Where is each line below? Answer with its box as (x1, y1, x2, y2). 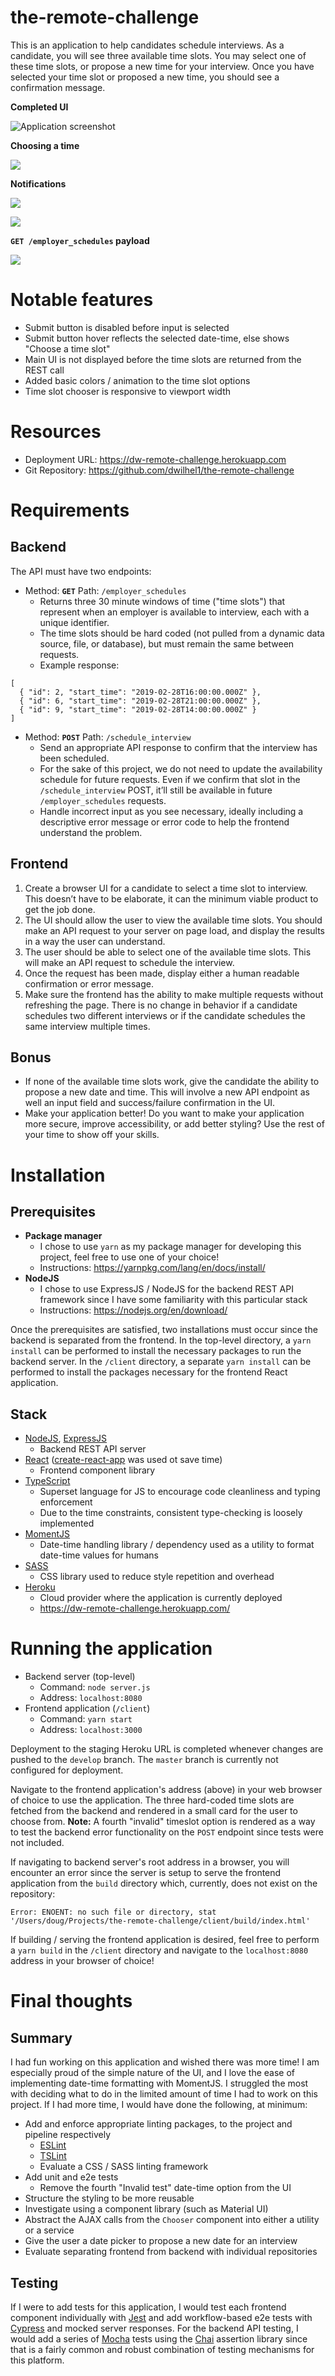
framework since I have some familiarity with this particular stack (39, 1294, 308, 1306)
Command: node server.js (39, 1681, 151, 1693)
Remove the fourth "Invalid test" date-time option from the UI (39, 2182, 292, 2194)
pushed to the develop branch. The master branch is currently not (10, 1754, 279, 1766)
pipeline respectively (24, 2129, 112, 2141)
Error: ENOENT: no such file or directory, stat (10, 1907, 217, 1918)
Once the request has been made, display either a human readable (24, 967, 300, 979)
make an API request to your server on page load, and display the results (24, 924, 325, 936)
